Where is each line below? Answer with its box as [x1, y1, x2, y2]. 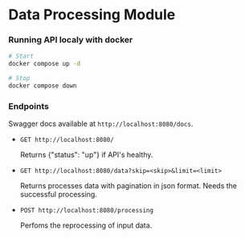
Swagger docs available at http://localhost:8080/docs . [8, 119, 194, 129]
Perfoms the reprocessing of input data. [19, 220, 153, 230]
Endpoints [8, 100, 50, 111]
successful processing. [19, 190, 98, 200]
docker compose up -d [8, 60, 81, 68]
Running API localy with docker [8, 34, 133, 46]
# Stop [8, 75, 31, 83]
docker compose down [8, 82, 78, 90]
